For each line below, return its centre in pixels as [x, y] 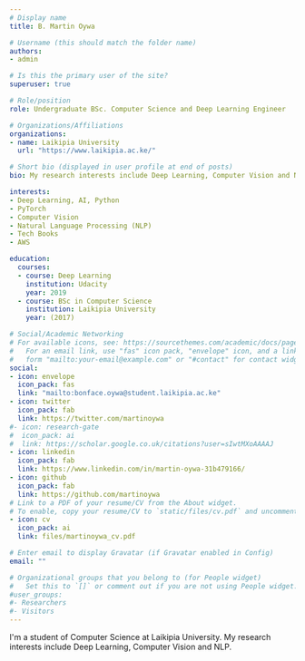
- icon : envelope [42, 376]
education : [30, 259]
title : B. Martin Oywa [52, 26]
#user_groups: [36, 595]
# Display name [38, 18]
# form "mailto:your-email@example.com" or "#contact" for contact [144, 359]
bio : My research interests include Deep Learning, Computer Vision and [150, 176]
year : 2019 [46, 292]
